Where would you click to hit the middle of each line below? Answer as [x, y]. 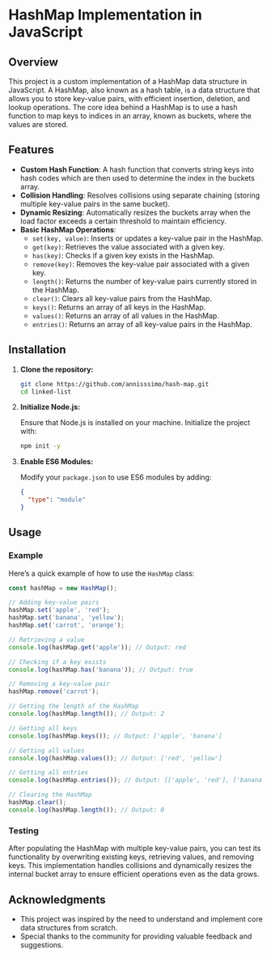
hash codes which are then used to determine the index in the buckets [137, 178]
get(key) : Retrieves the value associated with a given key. [128, 247]
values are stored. [38, 124]
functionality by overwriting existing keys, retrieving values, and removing [131, 857]
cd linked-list [46, 392]
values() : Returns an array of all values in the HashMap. [126, 315]
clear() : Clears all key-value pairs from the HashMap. [122, 298]
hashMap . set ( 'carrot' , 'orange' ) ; [67, 625]
